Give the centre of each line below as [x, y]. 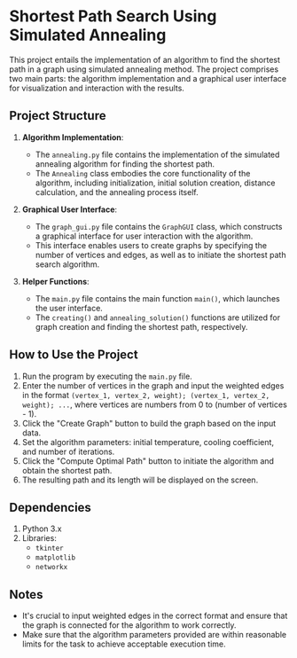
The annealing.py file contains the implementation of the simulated [157, 154]
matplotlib [55, 558]
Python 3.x [42, 529]
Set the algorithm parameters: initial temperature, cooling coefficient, [148, 442]
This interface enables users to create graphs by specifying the [151, 245]
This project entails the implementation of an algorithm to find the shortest [145, 59]
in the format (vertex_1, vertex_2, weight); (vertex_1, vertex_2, [146, 395]
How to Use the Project [74, 355]
